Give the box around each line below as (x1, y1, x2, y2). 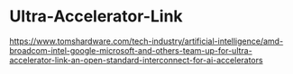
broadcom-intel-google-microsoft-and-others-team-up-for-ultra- (9, 45, 252, 55)
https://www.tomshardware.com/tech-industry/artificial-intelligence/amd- (9, 36, 284, 46)
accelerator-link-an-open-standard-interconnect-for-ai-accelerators (9, 54, 263, 65)
